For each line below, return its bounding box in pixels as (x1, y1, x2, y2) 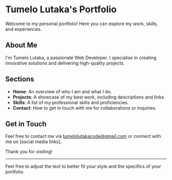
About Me (5, 41, 37, 50)
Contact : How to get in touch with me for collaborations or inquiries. (12, 105, 157, 111)
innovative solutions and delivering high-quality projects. (5, 60, 125, 66)
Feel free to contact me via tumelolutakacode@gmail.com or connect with (5, 133, 161, 139)
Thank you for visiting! (5, 149, 53, 155)
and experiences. (5, 26, 42, 32)
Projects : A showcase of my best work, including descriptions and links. (12, 94, 165, 100)
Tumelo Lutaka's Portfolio (5, 4, 117, 15)
